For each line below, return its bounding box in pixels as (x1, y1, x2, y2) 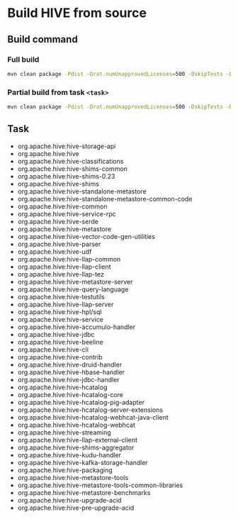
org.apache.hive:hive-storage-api (17, 142, 116, 150)
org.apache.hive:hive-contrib (17, 352, 103, 361)
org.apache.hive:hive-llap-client (17, 262, 111, 271)
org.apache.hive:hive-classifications (17, 157, 124, 165)
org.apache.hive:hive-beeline (17, 337, 104, 346)
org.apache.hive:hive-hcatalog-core (17, 390, 124, 398)
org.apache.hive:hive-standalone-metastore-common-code (17, 194, 193, 203)
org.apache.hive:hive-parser (17, 240, 101, 248)
